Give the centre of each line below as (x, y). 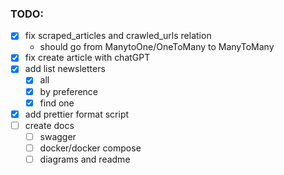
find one (57, 103)
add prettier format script (77, 114)
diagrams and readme (85, 159)
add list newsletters (65, 69)
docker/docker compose (90, 148)
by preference (69, 91)
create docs (49, 125)
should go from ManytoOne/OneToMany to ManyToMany (157, 47)
